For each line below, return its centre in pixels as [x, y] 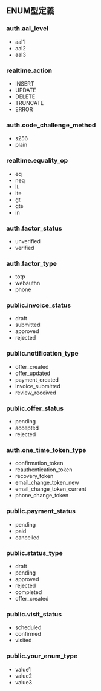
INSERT [24, 83]
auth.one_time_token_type [46, 450]
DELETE [25, 96]
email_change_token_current [50, 489]
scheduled [28, 627]
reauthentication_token [44, 470]
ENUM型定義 [30, 11]
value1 [23, 669]
